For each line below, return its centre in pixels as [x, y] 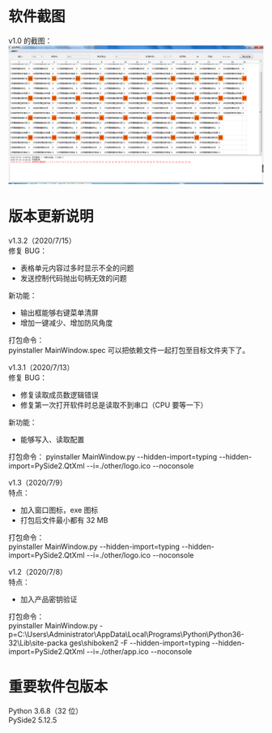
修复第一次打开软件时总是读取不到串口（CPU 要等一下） [114, 405]
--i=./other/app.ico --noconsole [139, 652]
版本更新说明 [51, 217]
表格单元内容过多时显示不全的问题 [77, 268]
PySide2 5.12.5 [33, 720]
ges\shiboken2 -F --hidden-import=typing [140, 643]
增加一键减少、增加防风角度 [66, 323]
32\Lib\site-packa [38, 643]
